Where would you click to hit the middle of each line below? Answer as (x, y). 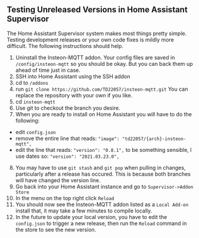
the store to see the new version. (56, 229)
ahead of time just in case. (48, 70)
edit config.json (35, 132)
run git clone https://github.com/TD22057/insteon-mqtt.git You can (102, 89)
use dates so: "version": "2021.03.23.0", (67, 156)
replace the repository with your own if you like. (74, 95)
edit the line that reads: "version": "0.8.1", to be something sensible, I (104, 150)
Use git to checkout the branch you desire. (68, 108)
